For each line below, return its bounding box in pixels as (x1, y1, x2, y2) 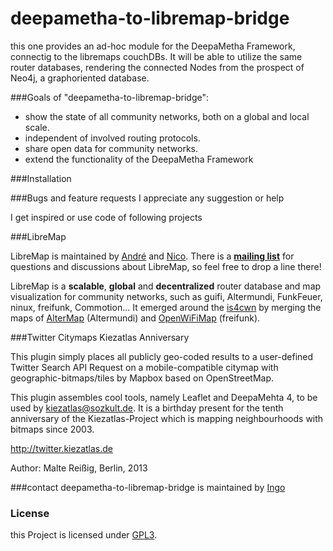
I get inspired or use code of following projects (10, 211, 203, 223)
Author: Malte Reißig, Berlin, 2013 (10, 462, 148, 474)
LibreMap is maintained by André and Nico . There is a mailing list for (10, 250, 295, 262)
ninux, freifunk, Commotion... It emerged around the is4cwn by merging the (10, 301, 322, 313)
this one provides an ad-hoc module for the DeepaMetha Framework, (10, 40, 296, 52)
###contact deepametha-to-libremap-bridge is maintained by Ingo (10, 481, 286, 493)
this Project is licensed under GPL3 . (10, 529, 158, 541)
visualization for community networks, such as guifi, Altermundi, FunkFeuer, (10, 290, 323, 302)
